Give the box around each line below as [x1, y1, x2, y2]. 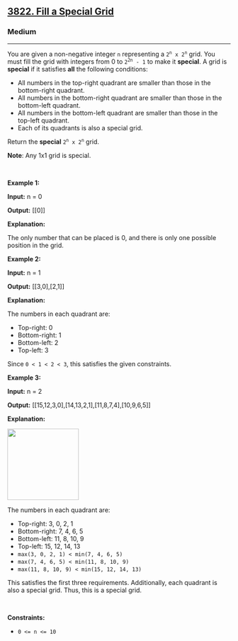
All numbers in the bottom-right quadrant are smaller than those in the [17, 93, 222, 102]
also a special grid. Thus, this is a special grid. [7, 586, 142, 594]
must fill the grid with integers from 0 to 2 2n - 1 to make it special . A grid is [7, 57, 227, 66]
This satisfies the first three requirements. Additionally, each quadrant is [7, 578, 217, 586]
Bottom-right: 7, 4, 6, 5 [17, 527, 84, 535]
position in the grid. [7, 241, 64, 249]
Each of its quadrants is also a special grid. [17, 123, 143, 132]
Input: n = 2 [7, 387, 42, 395]
